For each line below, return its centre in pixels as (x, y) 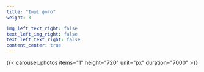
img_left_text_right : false (42, 28)
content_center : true (34, 45)
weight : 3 (19, 18)
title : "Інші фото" (31, 12)
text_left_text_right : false (43, 40)
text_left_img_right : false (42, 34)
